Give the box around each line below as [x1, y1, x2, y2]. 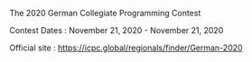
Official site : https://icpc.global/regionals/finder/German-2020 [9, 42, 243, 53]
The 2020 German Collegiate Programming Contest [9, 8, 201, 18]
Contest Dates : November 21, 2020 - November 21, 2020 [9, 25, 224, 35]
